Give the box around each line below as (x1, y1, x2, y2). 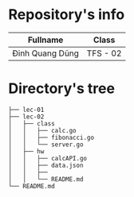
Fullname (27, 34, 64, 45)
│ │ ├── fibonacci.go (8, 133, 94, 141)
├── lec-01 (8, 106, 45, 114)
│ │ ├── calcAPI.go (8, 154, 88, 162)
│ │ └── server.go (8, 141, 84, 149)
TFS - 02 (86, 48, 122, 59)
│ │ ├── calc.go (8, 126, 77, 134)
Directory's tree (8, 79, 116, 98)
